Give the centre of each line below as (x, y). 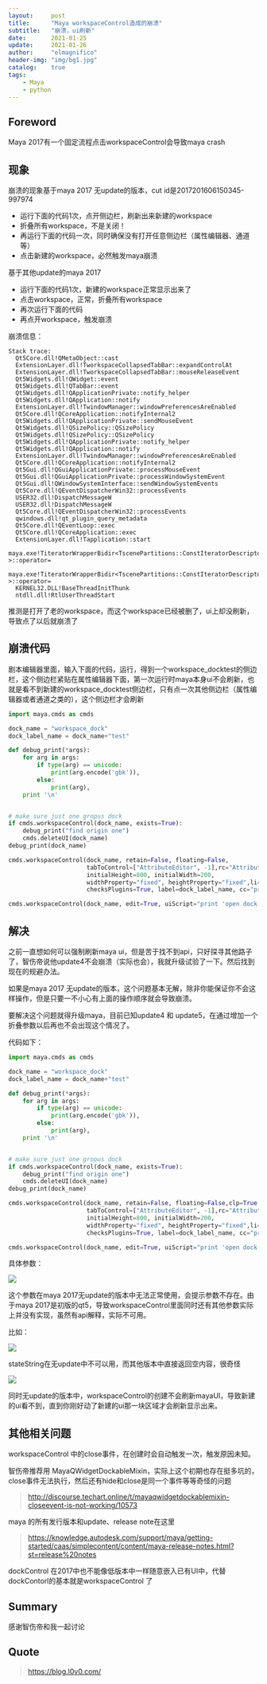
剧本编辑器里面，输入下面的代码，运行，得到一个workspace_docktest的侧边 (133, 669)
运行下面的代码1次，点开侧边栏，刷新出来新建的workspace (116, 215)
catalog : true (37, 68)
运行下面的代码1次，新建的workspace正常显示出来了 (106, 289)
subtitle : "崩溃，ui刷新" (52, 30)
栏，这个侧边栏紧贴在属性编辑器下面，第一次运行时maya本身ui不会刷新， (128, 679)
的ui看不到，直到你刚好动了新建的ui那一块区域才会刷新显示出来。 (115, 1406)
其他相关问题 (40, 1433)
